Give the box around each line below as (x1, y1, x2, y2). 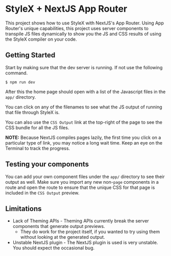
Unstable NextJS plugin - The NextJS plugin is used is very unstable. (12, 240, 158, 246)
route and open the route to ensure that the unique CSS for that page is (5, 184, 155, 190)
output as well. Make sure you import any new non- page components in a (5, 179, 159, 185)
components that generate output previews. (12, 223, 106, 230)
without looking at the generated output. (20, 234, 106, 240)
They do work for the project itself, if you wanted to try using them (20, 229, 160, 235)
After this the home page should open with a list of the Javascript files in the (5, 89, 166, 95)
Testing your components (5, 160, 89, 168)
